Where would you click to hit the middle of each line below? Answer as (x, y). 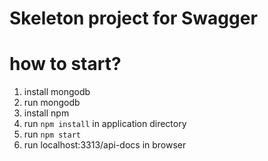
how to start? (65, 64)
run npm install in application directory (105, 124)
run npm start (52, 134)
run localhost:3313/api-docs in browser (105, 145)
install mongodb (57, 92)
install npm (46, 113)
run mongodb (52, 103)
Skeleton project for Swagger (133, 18)
